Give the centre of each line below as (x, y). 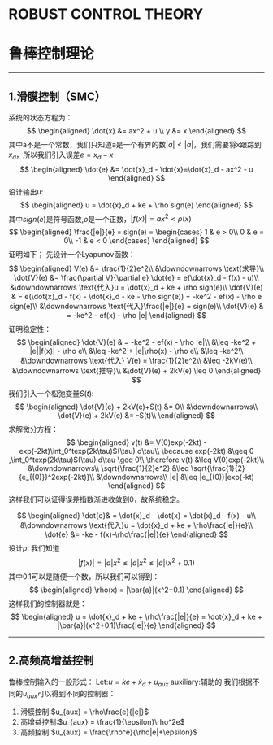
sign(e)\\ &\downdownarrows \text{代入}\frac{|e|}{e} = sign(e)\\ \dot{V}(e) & (136, 307)
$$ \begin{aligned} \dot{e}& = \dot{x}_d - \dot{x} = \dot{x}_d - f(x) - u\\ (136, 516)
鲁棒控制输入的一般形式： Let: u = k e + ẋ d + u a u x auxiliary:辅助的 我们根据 (131, 682)
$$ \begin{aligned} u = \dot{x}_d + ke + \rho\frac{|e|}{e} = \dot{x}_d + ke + (136, 617)
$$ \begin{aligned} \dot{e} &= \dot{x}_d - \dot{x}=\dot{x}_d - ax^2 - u (136, 169)
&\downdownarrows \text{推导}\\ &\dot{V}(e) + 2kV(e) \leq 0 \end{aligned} (136, 371)
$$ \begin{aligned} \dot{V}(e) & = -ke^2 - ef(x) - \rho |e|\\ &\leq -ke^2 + (136, 342)
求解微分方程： (33, 429)
